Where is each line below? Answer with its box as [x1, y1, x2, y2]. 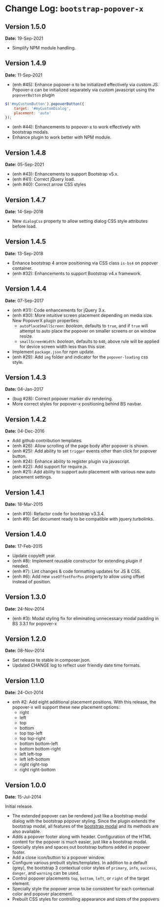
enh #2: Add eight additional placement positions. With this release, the [12, 699, 157, 705]
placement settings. [12, 474, 52, 480]
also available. [12, 829, 41, 835]
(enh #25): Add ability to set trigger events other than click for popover [12, 448, 157, 454]
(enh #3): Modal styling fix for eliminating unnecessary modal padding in [12, 615, 159, 621]
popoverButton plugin [12, 92, 55, 98]
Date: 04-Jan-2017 [5, 386, 44, 392]
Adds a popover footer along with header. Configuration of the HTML [12, 834, 152, 840]
